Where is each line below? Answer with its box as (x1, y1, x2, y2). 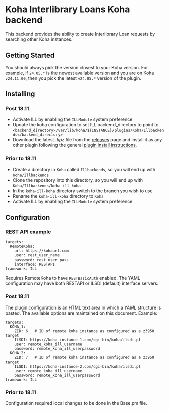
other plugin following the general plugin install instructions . (12, 142, 137, 148)
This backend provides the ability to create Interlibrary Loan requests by (5, 31, 155, 37)
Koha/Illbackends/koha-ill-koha (12, 183, 81, 188)
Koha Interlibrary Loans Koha (5, 4, 130, 15)
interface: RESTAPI (14, 262, 55, 267)
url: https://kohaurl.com (14, 248, 69, 253)
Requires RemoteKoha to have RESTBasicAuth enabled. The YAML (5, 275, 140, 281)
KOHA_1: (10, 324, 26, 329)
